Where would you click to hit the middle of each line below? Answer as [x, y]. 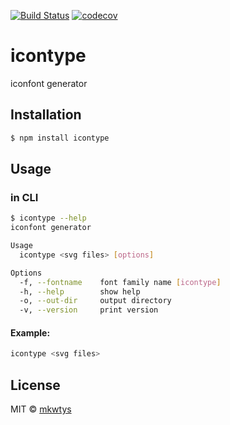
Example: [30, 332]
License [35, 385]
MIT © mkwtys [41, 409]
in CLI [24, 197]
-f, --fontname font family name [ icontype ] [120, 282]
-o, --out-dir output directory [95, 301]
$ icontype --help [48, 218]
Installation [46, 115]
